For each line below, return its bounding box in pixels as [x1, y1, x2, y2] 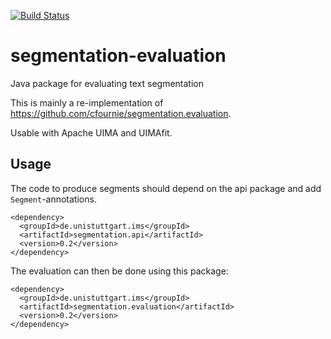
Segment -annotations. [10, 193, 97, 205]
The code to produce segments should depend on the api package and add [10, 182, 322, 194]
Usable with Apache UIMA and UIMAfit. [10, 126, 173, 139]
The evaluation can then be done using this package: [10, 265, 229, 277]
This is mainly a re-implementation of [10, 96, 164, 109]
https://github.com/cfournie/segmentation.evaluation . [10, 107, 232, 119]
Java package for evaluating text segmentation [10, 77, 204, 89]
